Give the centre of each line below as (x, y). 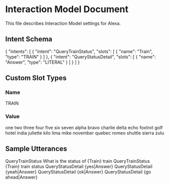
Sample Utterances (36, 149)
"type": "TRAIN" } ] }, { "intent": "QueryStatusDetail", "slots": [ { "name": (81, 57)
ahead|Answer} (22, 177)
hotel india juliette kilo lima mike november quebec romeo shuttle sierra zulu (85, 133)
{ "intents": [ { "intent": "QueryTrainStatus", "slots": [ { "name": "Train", (79, 51)
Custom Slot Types (36, 78)
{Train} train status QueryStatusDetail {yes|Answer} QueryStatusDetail (79, 166)
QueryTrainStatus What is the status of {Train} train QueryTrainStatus (78, 161)
